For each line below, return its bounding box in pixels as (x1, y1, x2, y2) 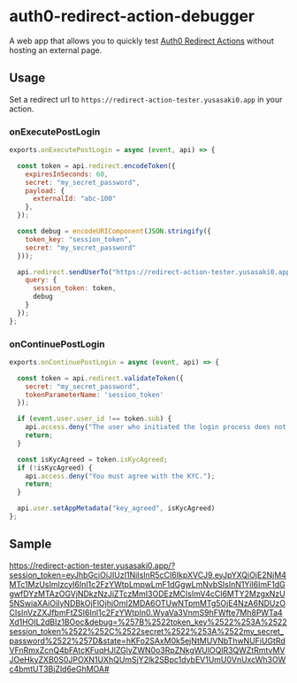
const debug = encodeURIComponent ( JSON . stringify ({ (17, 227, 212, 236)
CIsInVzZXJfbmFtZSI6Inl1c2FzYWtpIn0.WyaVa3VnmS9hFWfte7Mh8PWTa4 (9, 607, 283, 618)
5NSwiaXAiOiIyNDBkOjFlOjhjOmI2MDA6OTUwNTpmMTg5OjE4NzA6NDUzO (9, 597, 286, 608)
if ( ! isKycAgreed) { (17, 463, 93, 472)
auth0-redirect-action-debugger (9, 6, 255, 27)
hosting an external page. (9, 44, 103, 55)
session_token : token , (32, 284, 117, 293)
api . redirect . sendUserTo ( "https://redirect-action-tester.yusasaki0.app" (17, 267, 294, 276)
